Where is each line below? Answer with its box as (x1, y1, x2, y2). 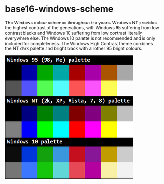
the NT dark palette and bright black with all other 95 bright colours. (5, 46, 142, 51)
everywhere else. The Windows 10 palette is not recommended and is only (5, 35, 156, 41)
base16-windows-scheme (5, 3, 114, 15)
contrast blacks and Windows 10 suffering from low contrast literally (5, 30, 142, 36)
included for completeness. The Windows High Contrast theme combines (5, 40, 153, 46)
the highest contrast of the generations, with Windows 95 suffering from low (5, 24, 159, 30)
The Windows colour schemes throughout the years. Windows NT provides (5, 20, 157, 25)
